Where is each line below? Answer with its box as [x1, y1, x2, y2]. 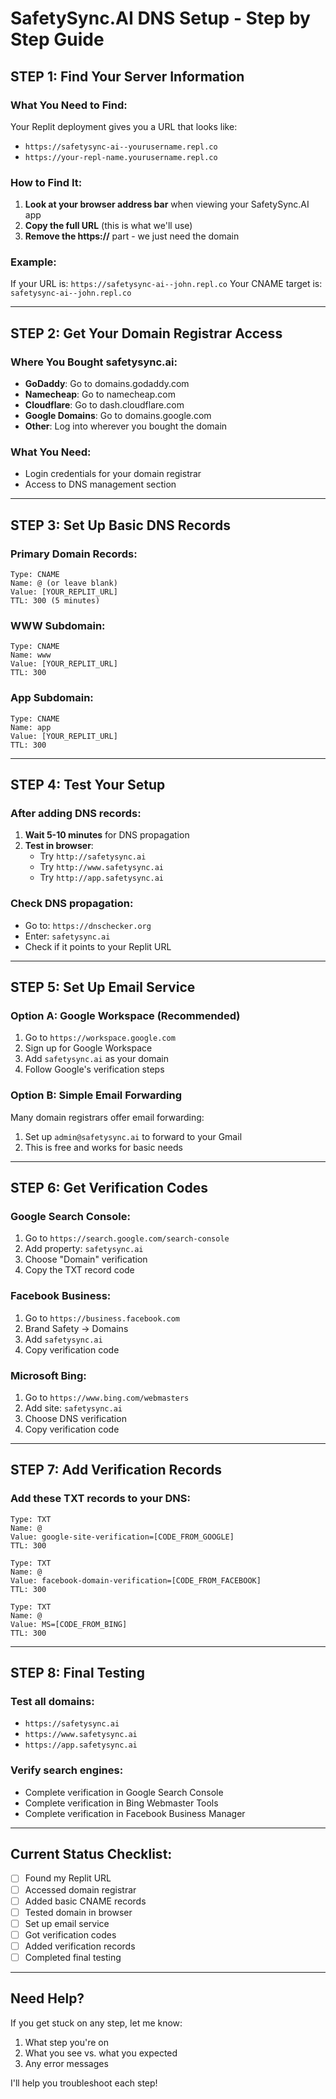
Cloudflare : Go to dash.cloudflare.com [24, 399, 185, 411]
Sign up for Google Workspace [24, 1042, 153, 1054]
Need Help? [10, 1990, 85, 2007]
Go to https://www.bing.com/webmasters [24, 1391, 190, 1403]
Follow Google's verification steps [24, 1063, 165, 1076]
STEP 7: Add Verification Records [10, 1462, 222, 1479]
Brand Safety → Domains [24, 1322, 129, 1334]
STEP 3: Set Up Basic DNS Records [10, 517, 232, 534]
